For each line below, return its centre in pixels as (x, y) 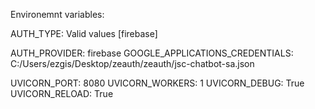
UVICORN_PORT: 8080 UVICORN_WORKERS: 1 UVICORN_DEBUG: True (157, 83)
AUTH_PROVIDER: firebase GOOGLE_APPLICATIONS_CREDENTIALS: (152, 53)
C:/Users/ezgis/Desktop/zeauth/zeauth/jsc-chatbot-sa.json (132, 63)
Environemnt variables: (57, 14)
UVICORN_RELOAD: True (62, 93)
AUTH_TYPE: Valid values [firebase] (84, 33)
